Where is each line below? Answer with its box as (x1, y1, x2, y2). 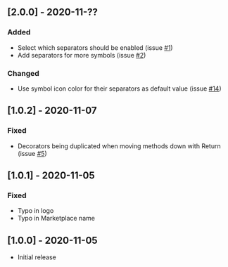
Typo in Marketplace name (17, 214, 95, 223)
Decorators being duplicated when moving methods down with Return (17, 141, 221, 150)
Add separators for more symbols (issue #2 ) (17, 51, 146, 59)
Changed (7, 68, 40, 78)
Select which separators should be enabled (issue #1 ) (17, 43, 174, 52)
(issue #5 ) (17, 149, 47, 157)
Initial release (17, 253, 56, 261)
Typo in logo (17, 207, 54, 215)
